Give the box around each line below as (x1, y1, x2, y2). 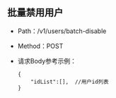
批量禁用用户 (7, 6, 64, 19)
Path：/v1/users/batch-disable (17, 27, 107, 35)
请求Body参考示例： (17, 56, 76, 65)
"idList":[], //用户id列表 (30, 78, 109, 85)
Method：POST (17, 42, 64, 50)
